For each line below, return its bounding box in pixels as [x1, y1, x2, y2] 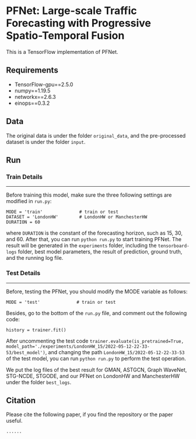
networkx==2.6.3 [14, 93, 57, 100]
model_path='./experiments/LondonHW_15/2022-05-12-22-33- [6, 344, 150, 349]
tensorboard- [157, 243, 190, 249]
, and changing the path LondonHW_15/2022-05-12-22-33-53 [45, 348, 185, 355]
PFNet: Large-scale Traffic [6, 4, 137, 18]
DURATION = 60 [6, 220, 41, 225]
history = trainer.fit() [6, 327, 66, 333]
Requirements [6, 66, 58, 76]
